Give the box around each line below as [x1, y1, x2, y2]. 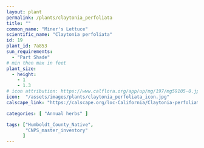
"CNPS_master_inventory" [25, 127, 88, 133]
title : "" [6, 20, 32, 26]
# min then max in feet [6, 60, 67, 66]
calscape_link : [6, 99, 45, 105]
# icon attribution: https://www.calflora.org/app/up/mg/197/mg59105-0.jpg [6, 88, 202, 94]
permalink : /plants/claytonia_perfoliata [6, 15, 113, 21]
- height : [12, 71, 36, 77]
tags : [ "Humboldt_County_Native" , [6, 121, 94, 128]
